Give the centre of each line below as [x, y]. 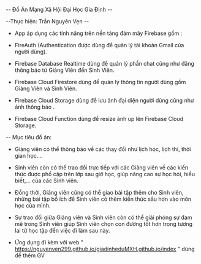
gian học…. [29, 156]
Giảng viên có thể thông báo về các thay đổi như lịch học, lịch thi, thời [103, 149]
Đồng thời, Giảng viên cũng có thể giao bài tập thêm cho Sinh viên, [99, 192]
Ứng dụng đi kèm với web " [49, 242]
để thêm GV [30, 255]
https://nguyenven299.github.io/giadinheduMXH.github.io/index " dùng [104, 249]
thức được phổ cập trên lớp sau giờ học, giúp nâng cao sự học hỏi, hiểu [105, 174]
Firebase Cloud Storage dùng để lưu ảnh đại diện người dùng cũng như [104, 100]
